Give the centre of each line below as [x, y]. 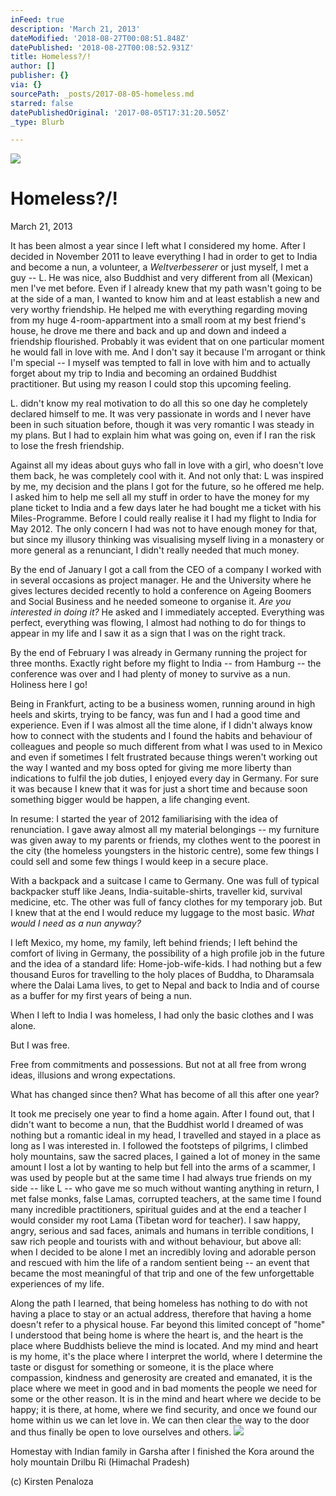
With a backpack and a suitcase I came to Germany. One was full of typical [165, 881]
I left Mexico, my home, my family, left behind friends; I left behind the [154, 943]
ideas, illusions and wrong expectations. [93, 1075]
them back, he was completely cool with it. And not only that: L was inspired [167, 476]
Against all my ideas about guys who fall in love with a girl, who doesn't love [167, 465]
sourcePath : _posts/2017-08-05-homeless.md [102, 94]
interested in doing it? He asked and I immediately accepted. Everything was [167, 612]
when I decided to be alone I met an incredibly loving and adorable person [163, 1252]
